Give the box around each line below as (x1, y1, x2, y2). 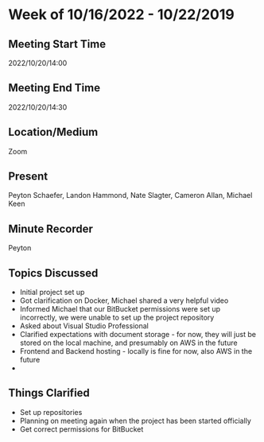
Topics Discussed (8, 266, 99, 280)
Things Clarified (8, 386, 90, 400)
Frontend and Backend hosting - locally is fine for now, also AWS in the (19, 347, 253, 356)
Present (8, 169, 49, 184)
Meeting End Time (8, 81, 101, 95)
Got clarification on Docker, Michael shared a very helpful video (19, 296, 229, 305)
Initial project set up (19, 288, 85, 297)
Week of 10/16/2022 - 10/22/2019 (8, 6, 235, 24)
